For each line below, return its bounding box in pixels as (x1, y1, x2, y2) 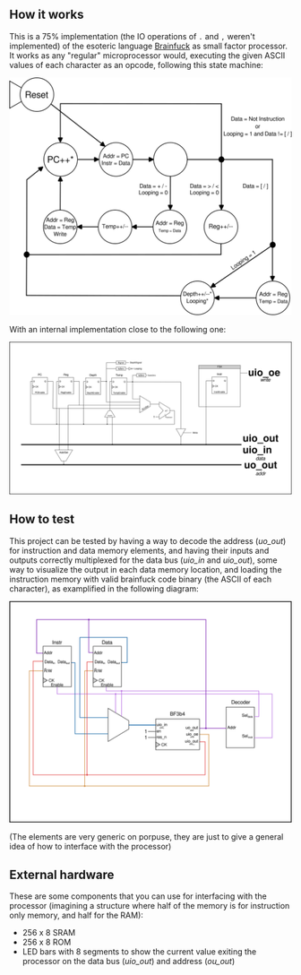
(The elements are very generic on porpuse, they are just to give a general (9, 832, 284, 842)
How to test (9, 512, 74, 527)
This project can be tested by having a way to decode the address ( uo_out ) (9, 535, 287, 546)
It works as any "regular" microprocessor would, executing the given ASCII (9, 49, 286, 61)
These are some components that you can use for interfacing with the (9, 891, 267, 902)
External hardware (9, 867, 115, 882)
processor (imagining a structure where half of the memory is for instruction (9, 901, 290, 911)
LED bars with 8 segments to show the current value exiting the (21, 946, 257, 957)
